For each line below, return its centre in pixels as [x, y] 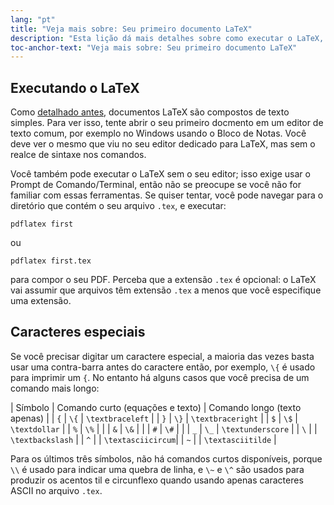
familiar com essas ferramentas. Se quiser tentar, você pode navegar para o [167, 195]
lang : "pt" [33, 19]
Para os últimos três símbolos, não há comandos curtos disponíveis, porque [166, 458]
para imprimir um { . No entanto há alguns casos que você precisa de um [160, 377]
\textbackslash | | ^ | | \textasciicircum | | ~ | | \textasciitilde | [143, 439]
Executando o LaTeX [75, 87]
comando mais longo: [55, 388]
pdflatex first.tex [51, 261]
